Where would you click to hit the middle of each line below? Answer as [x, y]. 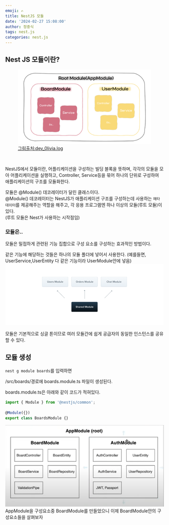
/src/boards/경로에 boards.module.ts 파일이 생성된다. [59, 381]
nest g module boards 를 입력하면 [38, 370]
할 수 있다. [15, 340]
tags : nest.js [20, 32]
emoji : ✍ [14, 11]
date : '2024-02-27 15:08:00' [36, 21]
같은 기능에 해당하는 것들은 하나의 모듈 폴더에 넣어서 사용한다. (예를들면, [76, 254]
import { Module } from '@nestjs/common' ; [50, 402]
